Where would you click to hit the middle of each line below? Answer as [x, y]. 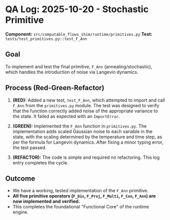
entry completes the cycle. [40, 162]
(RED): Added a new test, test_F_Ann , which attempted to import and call [89, 100]
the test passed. [29, 147]
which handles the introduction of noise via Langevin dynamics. [72, 72]
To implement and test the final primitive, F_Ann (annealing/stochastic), [79, 66]
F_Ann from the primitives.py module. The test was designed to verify [86, 105]
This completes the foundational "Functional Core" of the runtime [81, 207]
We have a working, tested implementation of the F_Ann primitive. [80, 191]
